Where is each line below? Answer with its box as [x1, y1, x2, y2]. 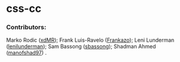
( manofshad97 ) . [6, 49, 47, 57]
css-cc [6, 2, 42, 15]
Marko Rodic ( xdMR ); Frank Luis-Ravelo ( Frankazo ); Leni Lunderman [6, 36, 175, 44]
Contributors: [6, 23, 46, 32]
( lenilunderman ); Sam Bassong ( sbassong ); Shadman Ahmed [6, 43, 156, 50]
